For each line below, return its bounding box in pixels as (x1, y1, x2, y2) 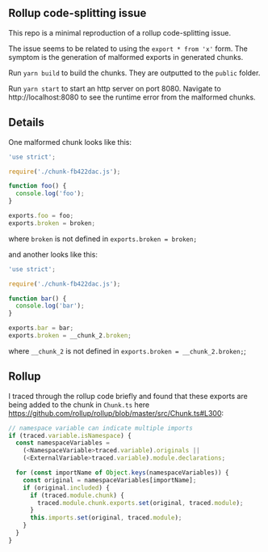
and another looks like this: (8, 249, 98, 259)
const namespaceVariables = (15, 439, 111, 448)
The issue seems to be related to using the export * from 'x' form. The (8, 44, 248, 53)
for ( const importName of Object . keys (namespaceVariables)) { (15, 469, 229, 477)
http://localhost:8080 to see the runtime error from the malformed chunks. (8, 92, 256, 102)
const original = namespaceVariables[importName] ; (23, 476, 197, 484)
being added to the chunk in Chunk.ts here (8, 400, 150, 410)
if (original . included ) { (23, 483, 111, 492)
